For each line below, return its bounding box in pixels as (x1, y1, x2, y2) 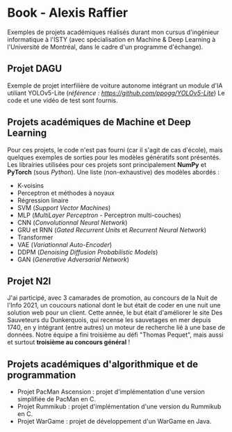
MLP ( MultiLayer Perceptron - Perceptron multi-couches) (17, 211, 182, 219)
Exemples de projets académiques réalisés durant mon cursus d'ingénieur (7, 28, 219, 36)
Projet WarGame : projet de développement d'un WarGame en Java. (17, 417, 212, 426)
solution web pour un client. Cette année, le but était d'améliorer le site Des (7, 308, 223, 317)
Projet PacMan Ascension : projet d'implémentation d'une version (17, 387, 205, 396)
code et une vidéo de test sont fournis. (7, 96, 118, 104)
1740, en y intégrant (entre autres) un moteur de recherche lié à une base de (7, 323, 226, 332)
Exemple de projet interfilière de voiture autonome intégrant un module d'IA (7, 81, 223, 90)
